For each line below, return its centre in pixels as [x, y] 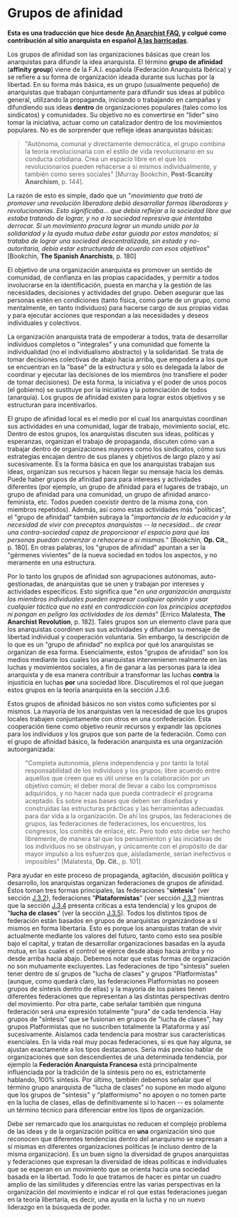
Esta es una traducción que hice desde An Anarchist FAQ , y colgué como [117, 33]
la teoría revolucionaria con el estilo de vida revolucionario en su [119, 151]
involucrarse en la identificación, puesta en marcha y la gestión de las [110, 285]
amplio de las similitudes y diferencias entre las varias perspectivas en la [114, 1184]
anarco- [199, 494]
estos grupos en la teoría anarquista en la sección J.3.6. [89, 690]
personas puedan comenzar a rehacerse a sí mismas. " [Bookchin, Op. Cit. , [118, 540]
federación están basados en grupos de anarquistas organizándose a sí [112, 920]
